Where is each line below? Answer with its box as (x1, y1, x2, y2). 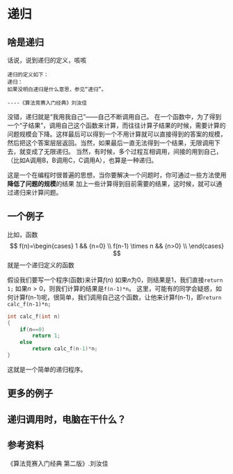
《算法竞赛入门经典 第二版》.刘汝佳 (7, 459, 109, 467)
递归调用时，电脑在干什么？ (7, 413, 127, 425)
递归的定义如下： (7, 71, 49, 78)
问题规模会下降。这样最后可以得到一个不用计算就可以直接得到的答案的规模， (7, 130, 227, 138)
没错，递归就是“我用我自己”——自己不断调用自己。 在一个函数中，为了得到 (7, 113, 222, 120)
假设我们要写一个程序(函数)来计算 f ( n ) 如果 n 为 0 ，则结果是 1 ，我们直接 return (7, 276, 223, 284)
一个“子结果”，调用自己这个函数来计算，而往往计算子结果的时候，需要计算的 (7, 121, 226, 129)
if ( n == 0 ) (19, 326, 45, 333)
